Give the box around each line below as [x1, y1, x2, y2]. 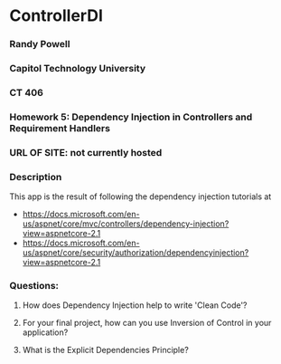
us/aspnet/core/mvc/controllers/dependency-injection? [22, 218, 229, 229]
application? [22, 327, 69, 338]
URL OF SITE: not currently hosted [9, 146, 163, 158]
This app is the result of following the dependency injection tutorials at [9, 191, 272, 202]
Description [9, 170, 62, 183]
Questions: [9, 280, 60, 292]
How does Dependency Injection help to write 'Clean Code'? [22, 300, 248, 311]
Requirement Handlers [9, 121, 111, 134]
